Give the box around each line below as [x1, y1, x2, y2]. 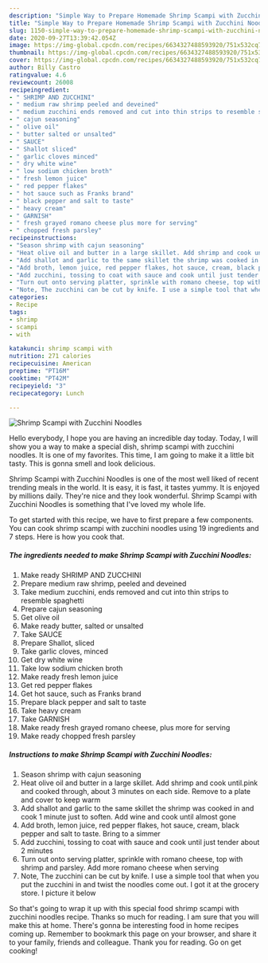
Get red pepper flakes [20, 681, 93, 690]
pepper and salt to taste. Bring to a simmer [20, 829, 161, 839]
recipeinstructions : [9, 234, 78, 242]
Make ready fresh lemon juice [20, 672, 118, 682]
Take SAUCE [20, 630, 63, 639]
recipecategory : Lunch [9, 389, 84, 397]
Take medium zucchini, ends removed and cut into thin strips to [20, 588, 229, 597]
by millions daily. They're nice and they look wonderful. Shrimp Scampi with [9, 491, 258, 501]
